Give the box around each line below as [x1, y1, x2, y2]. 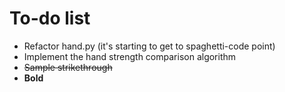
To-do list [9, 7, 91, 30]
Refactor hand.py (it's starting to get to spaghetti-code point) [23, 40, 276, 52]
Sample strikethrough [23, 61, 113, 73]
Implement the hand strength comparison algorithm [23, 50, 237, 62]
